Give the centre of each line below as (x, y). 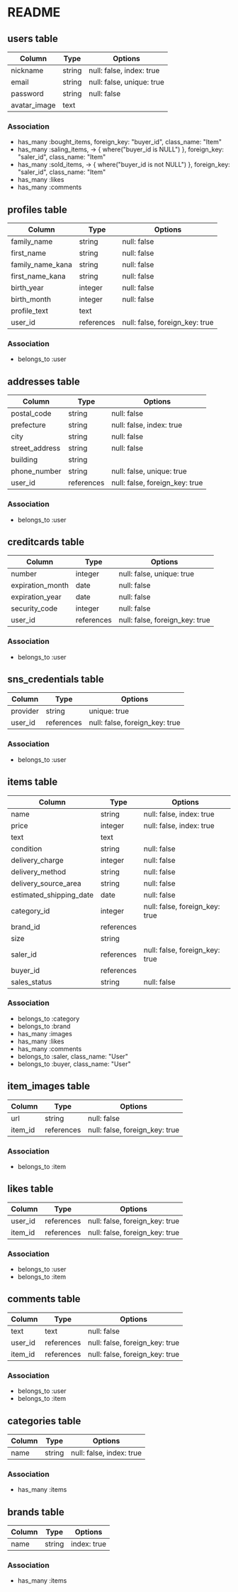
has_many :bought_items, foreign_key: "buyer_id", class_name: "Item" (119, 142)
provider (25, 711)
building (24, 460)
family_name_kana (41, 265)
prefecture (28, 425)
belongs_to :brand (44, 1026)
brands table (36, 1512)
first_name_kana (38, 276)
